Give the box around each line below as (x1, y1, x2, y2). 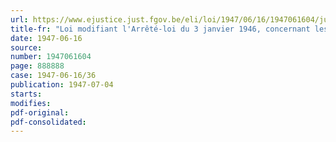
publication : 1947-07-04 (10, 80, 114, 90)
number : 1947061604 (10, 52, 92, 62)
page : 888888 (10, 61, 65, 71)
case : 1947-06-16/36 (10, 71, 97, 81)
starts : (10, 89, 43, 99)
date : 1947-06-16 (10, 33, 83, 43)
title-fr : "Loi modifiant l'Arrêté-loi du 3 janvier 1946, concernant (10, 24, 311, 34)
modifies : (10, 98, 52, 108)
